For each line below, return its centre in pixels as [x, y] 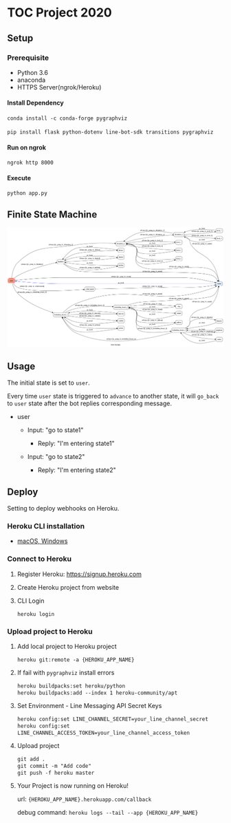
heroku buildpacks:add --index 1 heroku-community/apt [97, 693]
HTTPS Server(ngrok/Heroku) [59, 87]
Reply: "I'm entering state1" [76, 443]
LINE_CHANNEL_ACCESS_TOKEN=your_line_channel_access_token [103, 733]
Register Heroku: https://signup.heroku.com [79, 574]
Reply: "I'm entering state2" [77, 470]
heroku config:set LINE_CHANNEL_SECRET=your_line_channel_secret [112, 719]
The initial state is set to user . [49, 383]
